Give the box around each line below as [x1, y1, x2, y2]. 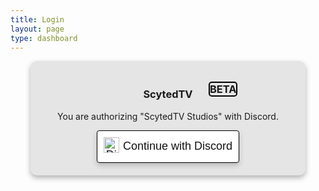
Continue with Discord [123, 139, 233, 153]
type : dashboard [10, 33, 78, 43]
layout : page [10, 24, 65, 34]
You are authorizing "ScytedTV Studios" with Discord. [57, 110, 279, 122]
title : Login [10, 14, 65, 25]
